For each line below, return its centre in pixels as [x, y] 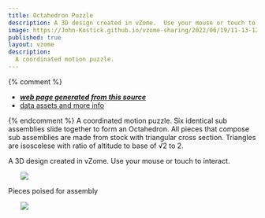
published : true [35, 37]
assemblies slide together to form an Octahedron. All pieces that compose [129, 129]
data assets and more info [62, 105]
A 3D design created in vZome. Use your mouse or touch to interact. [119, 161]
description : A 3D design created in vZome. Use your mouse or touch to [132, 23]
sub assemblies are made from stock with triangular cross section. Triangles [132, 137]
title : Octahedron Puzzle [50, 15]
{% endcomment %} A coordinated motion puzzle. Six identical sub [118, 120]
